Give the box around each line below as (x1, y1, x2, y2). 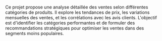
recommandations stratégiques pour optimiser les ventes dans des (5, 25, 144, 31)
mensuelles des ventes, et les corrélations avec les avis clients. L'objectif (5, 15, 157, 20)
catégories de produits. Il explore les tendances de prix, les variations (5, 9, 150, 15)
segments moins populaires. (5, 31, 64, 36)
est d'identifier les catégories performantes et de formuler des (5, 20, 135, 26)
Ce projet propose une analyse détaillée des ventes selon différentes (5, 4, 148, 10)
